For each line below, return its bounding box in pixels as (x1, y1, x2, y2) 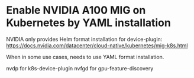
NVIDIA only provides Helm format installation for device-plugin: (6, 35, 163, 43)
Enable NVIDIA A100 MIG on (6, 4, 146, 17)
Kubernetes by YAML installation (6, 16, 172, 30)
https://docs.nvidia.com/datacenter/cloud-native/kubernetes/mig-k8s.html (6, 42, 188, 49)
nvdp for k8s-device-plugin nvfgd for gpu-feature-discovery (6, 64, 154, 71)
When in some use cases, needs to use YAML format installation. (6, 53, 164, 60)
